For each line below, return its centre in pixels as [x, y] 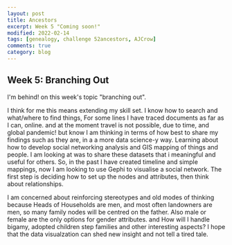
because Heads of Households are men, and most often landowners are [110, 204]
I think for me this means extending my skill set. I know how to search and [113, 110]
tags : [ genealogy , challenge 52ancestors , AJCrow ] [82, 39]
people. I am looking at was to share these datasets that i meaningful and [111, 154]
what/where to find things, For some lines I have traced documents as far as [116, 118]
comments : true [29, 46]
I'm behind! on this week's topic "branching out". [77, 97]
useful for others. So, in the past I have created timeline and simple [103, 162]
